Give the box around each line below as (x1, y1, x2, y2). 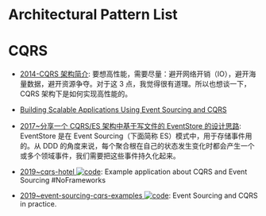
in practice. (19, 199, 57, 209)
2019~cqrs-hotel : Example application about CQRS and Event (19, 167, 248, 176)
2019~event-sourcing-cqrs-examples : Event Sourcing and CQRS (19, 191, 258, 200)
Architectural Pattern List (8, 6, 179, 24)
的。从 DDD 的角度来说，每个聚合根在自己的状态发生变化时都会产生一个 (19, 141, 255, 151)
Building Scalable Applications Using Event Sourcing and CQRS (19, 105, 228, 114)
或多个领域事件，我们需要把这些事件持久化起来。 (19, 151, 180, 160)
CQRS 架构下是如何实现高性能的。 (19, 89, 133, 98)
